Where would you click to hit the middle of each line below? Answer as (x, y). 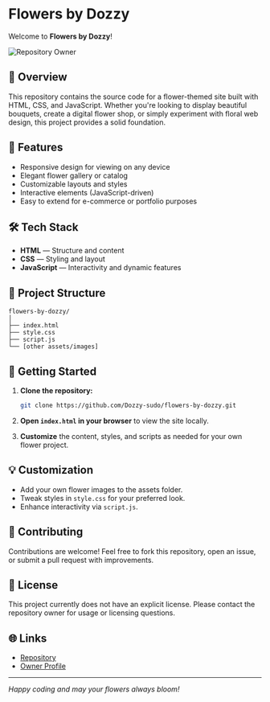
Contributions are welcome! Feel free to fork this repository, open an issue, (132, 551)
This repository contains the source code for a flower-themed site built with (133, 96)
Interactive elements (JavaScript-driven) (87, 192)
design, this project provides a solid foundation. (87, 122)
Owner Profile (43, 666)
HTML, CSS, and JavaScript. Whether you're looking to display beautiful (128, 105)
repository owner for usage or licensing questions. (92, 613)
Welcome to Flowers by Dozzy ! (60, 36)
